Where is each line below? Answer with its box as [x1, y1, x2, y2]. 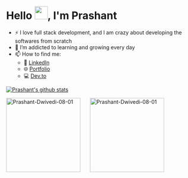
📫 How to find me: [14, 50, 61, 58]
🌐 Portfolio [23, 65, 50, 72]
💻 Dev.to [23, 72, 47, 80]
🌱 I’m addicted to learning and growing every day [14, 43, 135, 50]
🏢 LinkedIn [23, 59, 50, 66]
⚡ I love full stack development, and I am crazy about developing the [14, 28, 182, 36]
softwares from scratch [14, 37, 72, 44]
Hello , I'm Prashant [6, 9, 117, 23]
